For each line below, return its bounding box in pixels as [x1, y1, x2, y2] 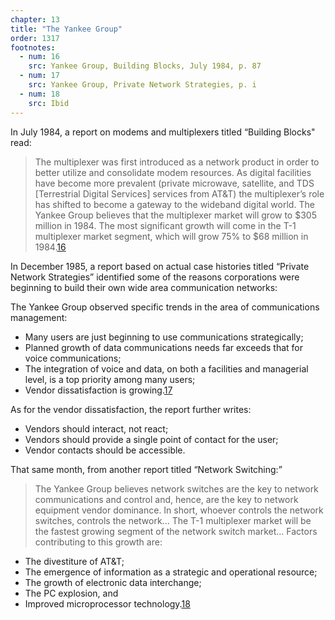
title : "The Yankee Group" [10, 24, 123, 34]
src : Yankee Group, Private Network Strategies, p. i [28, 80, 257, 90]
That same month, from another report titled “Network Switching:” [10, 463, 283, 475]
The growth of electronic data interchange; [24, 576, 202, 588]
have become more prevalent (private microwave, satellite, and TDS [34, 177, 315, 189]
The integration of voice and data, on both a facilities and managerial [24, 362, 309, 375]
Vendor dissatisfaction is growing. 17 [24, 384, 173, 396]
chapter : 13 [10, 14, 60, 25]
